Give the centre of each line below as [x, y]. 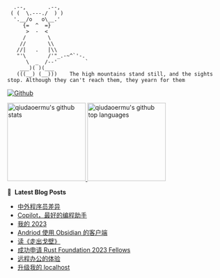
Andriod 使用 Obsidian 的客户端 [62, 232]
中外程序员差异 [39, 206]
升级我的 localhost [44, 267]
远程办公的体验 [39, 259]
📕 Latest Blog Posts [37, 192]
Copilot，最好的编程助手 [52, 215]
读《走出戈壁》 [39, 241]
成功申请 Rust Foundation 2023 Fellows [74, 250]
